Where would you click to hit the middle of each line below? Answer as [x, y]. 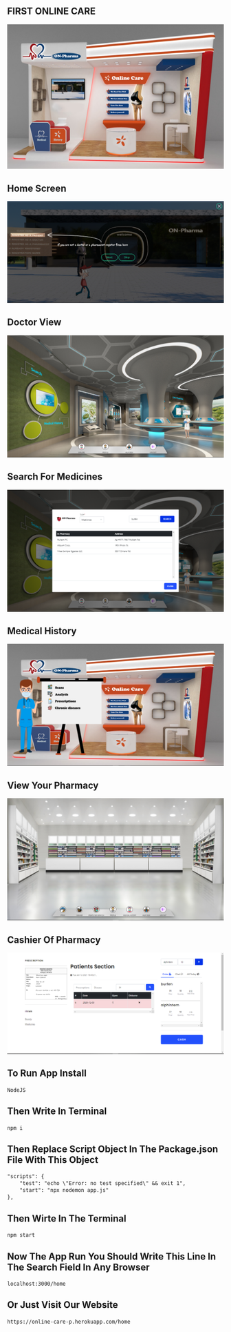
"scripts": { [26, 1177]
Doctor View [34, 323]
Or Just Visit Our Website [63, 1305]
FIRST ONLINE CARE [52, 11]
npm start [21, 1235]
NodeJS [16, 1090]
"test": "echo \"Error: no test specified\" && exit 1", [103, 1184]
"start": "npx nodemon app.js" [64, 1191]
